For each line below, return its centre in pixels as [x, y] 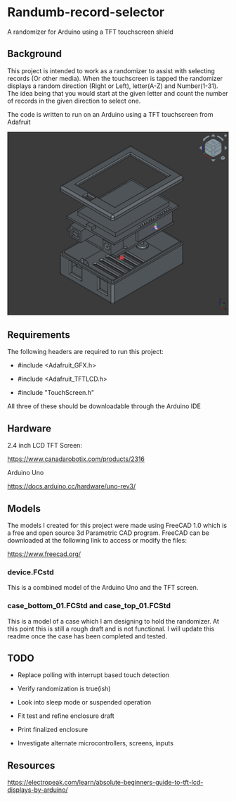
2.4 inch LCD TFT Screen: [45, 446]
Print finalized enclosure [53, 730]
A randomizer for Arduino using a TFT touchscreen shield [90, 32]
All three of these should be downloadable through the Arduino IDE [104, 406]
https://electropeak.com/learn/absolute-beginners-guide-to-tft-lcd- [105, 783]
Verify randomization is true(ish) [64, 689]
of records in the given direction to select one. [74, 101]
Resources [31, 765]
